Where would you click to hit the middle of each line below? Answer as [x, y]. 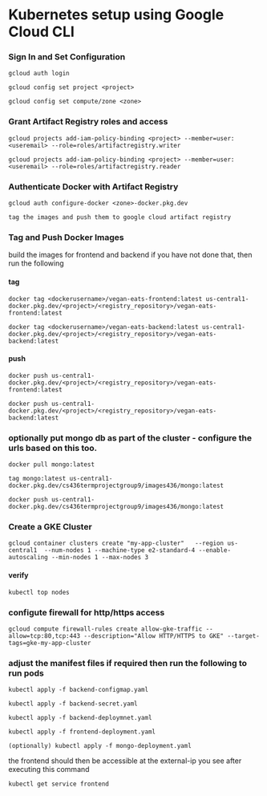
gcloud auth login [39, 74]
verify [19, 575]
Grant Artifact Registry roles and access [88, 122]
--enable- [214, 550]
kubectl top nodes [39, 592]
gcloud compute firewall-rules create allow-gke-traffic [105, 629]
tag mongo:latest [37, 479]
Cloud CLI [41, 32]
